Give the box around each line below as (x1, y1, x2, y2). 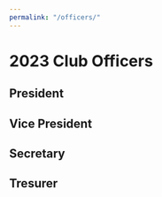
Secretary (9, 146, 66, 161)
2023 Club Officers (9, 50, 153, 71)
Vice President (9, 116, 93, 131)
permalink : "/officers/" (9, 12, 101, 22)
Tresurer (9, 176, 58, 191)
